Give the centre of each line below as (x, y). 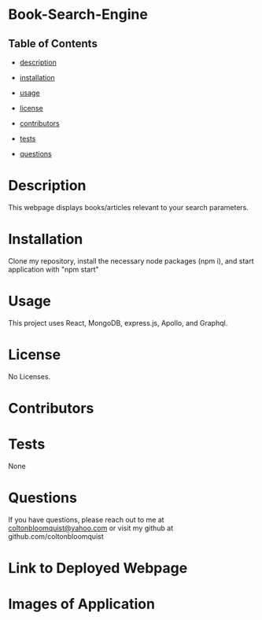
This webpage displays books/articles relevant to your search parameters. (129, 207)
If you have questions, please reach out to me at (86, 519)
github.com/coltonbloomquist (56, 536)
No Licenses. (30, 376)
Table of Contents (53, 44)
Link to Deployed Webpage (98, 568)
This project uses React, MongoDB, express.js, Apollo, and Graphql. (118, 323)
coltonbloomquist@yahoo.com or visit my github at (91, 528)
